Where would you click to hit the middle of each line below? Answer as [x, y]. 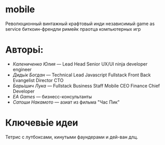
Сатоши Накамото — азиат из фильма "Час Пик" [66, 102]
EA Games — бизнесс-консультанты [52, 96]
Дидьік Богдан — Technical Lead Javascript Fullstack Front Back [82, 75]
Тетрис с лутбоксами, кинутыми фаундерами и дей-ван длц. [72, 137]
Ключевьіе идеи [42, 123]
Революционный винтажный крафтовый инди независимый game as [80, 24]
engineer [22, 69]
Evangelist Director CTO [38, 80]
